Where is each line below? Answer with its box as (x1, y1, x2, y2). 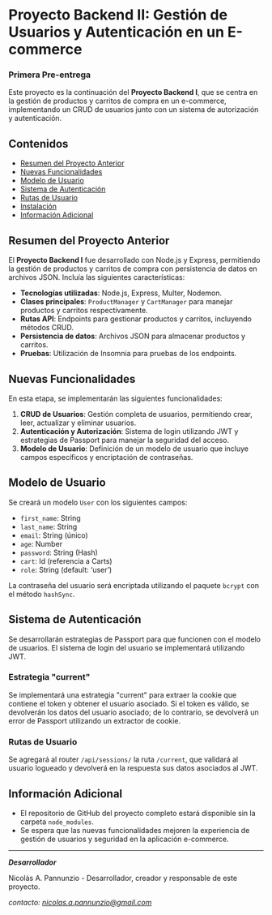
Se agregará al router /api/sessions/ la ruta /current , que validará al (8, 754, 239, 764)
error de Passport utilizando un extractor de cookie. (8, 715, 181, 725)
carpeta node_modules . (19, 817, 95, 827)
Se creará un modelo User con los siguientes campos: (8, 497, 188, 507)
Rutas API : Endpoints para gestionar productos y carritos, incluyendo (19, 314, 253, 324)
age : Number (19, 539, 63, 548)
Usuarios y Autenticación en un (8, 23, 225, 41)
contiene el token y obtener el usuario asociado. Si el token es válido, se (8, 698, 249, 708)
